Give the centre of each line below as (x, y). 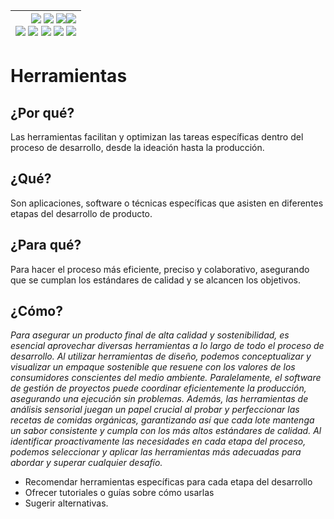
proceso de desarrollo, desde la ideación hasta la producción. (137, 147)
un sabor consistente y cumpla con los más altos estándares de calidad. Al (166, 431)
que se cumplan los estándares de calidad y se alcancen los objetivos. (156, 280)
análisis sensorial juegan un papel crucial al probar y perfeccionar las (155, 410)
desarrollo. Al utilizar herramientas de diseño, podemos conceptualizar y (161, 356)
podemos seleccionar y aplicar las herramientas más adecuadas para (156, 452)
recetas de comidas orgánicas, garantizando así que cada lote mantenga (162, 420)
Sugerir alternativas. (66, 503)
